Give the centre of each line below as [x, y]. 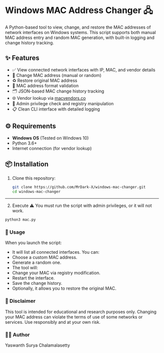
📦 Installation [27, 164]
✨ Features [22, 58]
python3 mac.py [20, 220]
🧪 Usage [15, 232]
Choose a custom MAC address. [45, 258]
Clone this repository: [34, 178]
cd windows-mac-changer [36, 192]
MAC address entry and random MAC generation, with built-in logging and [80, 37]
